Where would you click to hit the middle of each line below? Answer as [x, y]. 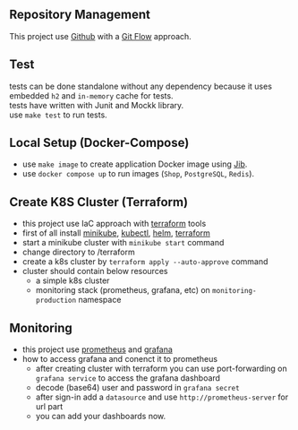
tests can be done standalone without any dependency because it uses [141, 86]
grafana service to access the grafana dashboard [128, 378]
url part [49, 407]
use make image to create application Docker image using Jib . [135, 164]
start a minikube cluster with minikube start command [123, 243]
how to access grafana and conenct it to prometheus [119, 359]
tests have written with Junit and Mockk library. [97, 105]
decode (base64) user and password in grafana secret [137, 388]
